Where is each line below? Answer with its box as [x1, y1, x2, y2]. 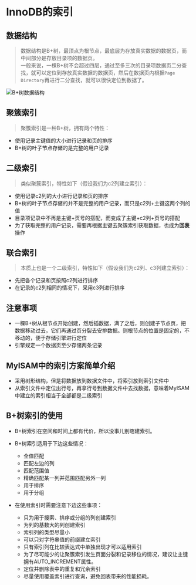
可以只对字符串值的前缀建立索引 [23, 536, 101, 543]
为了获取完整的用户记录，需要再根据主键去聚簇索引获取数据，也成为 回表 [14, 221, 190, 229]
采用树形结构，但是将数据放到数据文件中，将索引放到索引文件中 [14, 377, 169, 384]
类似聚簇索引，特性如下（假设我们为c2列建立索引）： [20, 180, 148, 187]
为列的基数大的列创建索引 [23, 521, 86, 528]
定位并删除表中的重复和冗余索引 [23, 565, 101, 572]
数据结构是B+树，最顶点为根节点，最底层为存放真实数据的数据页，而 [20, 48, 187, 54]
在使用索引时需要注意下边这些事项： [14, 501, 103, 508]
